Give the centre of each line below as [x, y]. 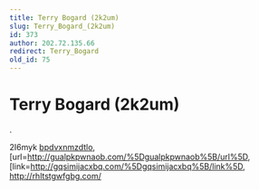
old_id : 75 [30, 60]
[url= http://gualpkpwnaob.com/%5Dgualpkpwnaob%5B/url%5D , [130, 157]
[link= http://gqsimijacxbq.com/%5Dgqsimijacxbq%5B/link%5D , [128, 166]
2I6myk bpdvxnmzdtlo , [53, 147]
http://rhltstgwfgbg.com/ [56, 176]
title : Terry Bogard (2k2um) [64, 18]
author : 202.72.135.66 [52, 43]
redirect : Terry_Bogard [54, 52]
